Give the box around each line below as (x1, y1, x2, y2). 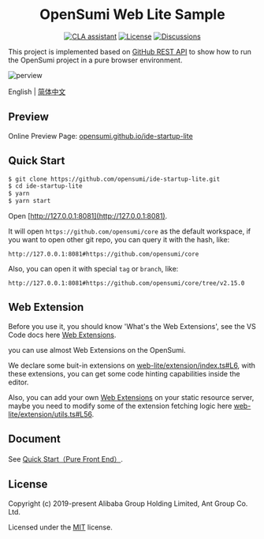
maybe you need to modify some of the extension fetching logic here (8, 401, 232, 410)
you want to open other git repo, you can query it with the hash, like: (8, 235, 230, 245)
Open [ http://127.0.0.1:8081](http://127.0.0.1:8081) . (8, 211, 168, 221)
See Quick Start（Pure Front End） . (8, 454, 124, 463)
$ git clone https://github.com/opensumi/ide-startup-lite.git (8, 175, 221, 183)
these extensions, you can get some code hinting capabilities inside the (8, 369, 240, 378)
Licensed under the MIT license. (8, 522, 113, 532)
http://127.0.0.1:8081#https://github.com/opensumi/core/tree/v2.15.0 (8, 279, 245, 287)
